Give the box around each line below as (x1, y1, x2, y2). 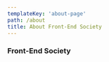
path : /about (7, 17, 46, 24)
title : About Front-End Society (7, 23, 102, 30)
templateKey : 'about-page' (7, 10, 86, 17)
